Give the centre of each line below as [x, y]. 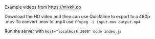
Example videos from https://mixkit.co [43, 7]
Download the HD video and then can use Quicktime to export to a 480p [77, 16]
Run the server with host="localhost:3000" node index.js [63, 31]
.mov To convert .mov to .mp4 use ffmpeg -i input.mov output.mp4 [73, 22]
